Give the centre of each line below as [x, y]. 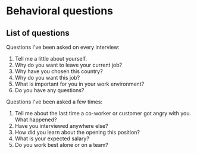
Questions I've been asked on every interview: [63, 47]
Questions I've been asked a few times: [54, 102]
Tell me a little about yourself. [51, 59]
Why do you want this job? [47, 78]
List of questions [38, 33]
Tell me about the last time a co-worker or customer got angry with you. [103, 113]
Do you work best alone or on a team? [61, 145]
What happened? [36, 120]
